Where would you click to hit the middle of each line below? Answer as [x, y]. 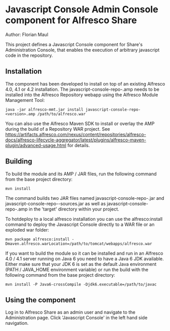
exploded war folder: [27, 230]
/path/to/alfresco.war [62, 114]
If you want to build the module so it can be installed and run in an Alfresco [84, 253]
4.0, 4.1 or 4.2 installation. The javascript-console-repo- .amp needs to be [82, 89]
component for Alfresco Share [71, 20]
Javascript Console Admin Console [82, 9]
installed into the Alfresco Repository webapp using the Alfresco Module [82, 95]
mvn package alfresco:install [38, 239]
